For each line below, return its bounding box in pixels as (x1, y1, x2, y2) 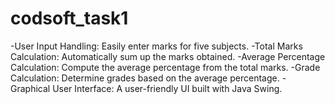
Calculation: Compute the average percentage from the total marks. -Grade (10, 61, 321, 73)
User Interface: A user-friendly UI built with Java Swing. (52, 82, 283, 94)
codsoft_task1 (10, 7, 129, 30)
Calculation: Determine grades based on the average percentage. (10, 72, 280, 84)
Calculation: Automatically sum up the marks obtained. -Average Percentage (10, 50, 326, 62)
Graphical (10, 82, 51, 94)
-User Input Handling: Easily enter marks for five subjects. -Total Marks (10, 40, 303, 52)
